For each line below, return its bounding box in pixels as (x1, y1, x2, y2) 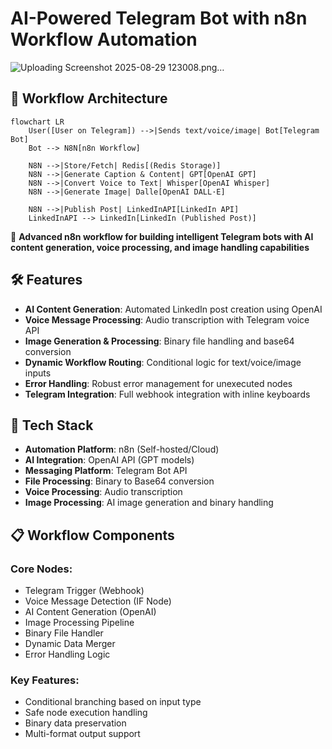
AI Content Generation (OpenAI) (24, 606, 157, 618)
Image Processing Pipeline (24, 617, 135, 629)
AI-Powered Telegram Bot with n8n (10, 7, 308, 30)
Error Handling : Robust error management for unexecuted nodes (24, 377, 293, 389)
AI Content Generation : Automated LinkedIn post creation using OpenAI (24, 303, 323, 315)
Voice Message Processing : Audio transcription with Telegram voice (24, 313, 310, 326)
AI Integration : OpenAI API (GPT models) (24, 454, 195, 466)
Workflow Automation (10, 28, 198, 51)
